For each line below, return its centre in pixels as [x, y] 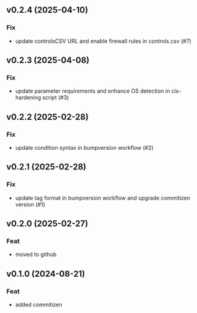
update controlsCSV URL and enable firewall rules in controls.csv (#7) [103, 41]
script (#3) [56, 98]
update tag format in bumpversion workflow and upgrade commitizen [103, 198]
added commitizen [39, 305]
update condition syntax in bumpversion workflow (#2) [84, 148]
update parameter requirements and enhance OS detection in [92, 91]
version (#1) [30, 204]
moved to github [36, 255]
